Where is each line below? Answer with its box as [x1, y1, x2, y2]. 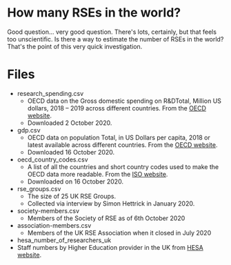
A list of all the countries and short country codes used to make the [27, 162, 219, 170]
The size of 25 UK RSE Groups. [27, 192, 116, 200]
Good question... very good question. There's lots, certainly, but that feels [7, 28, 217, 36]
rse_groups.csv [17, 184, 61, 193]
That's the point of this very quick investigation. [7, 42, 143, 50]
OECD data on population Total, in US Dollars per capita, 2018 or [27, 133, 210, 141]
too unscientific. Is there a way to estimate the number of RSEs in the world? [7, 35, 224, 43]
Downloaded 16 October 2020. [27, 148, 115, 156]
